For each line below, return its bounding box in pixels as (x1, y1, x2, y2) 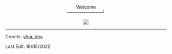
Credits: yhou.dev (5, 34, 43, 39)
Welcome (76, 4, 96, 10)
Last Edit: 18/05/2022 (5, 43, 51, 49)
